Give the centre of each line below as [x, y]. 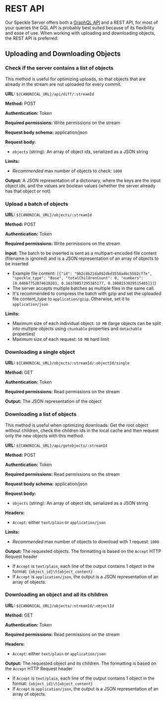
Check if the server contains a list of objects [59, 68]
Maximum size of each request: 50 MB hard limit [60, 339]
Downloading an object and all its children [56, 595]
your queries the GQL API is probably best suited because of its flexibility [80, 27]
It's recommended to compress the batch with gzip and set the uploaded [87, 293]
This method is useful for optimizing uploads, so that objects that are [75, 79]
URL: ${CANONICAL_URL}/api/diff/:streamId [50, 94]
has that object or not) [28, 191]
